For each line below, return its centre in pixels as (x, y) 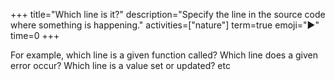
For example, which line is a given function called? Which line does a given (164, 55)
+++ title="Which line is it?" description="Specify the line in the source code (168, 14)
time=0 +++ (35, 35)
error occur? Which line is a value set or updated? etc (120, 65)
